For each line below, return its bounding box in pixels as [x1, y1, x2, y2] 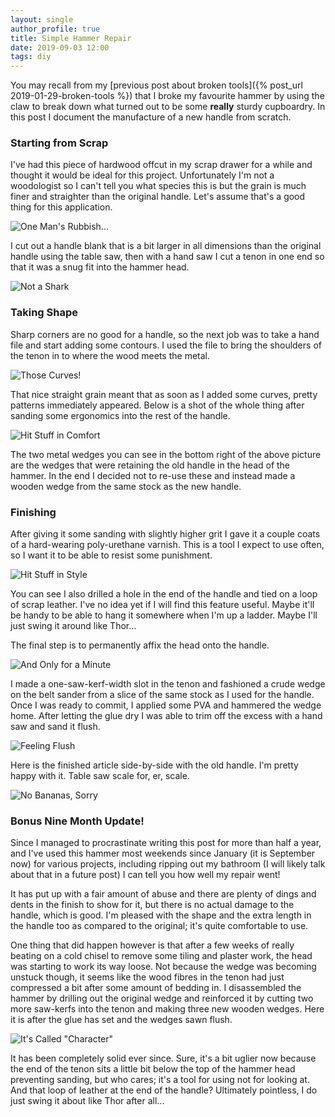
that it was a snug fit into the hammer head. [10, 261, 190, 273]
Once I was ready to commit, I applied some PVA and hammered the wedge [10, 699, 322, 711]
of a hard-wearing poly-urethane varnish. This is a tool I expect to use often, [10, 539, 325, 551]
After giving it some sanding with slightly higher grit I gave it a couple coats [10, 528, 321, 540]
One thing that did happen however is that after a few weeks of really [10, 939, 295, 951]
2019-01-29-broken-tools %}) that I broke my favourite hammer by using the [10, 90, 325, 102]
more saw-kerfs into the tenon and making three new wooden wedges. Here [10, 1003, 325, 1015]
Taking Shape [10, 306, 78, 320]
